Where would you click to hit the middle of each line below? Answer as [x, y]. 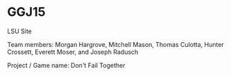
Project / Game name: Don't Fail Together [66, 65]
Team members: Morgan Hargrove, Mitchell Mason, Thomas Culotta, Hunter [115, 44]
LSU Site [20, 31]
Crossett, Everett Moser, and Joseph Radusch [73, 52]
